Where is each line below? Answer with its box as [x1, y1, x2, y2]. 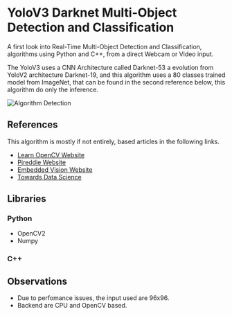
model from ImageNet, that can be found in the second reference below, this [7, 78, 226, 86]
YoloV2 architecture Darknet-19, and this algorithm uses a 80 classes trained [7, 71, 226, 79]
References [7, 119, 58, 131]
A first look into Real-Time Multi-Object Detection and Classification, [7, 42, 202, 51]
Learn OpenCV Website [17, 150, 85, 159]
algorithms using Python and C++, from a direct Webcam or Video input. [7, 50, 214, 58]
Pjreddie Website [17, 158, 66, 166]
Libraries [7, 193, 46, 205]
